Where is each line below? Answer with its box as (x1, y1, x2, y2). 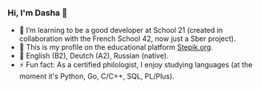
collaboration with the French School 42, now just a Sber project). (18, 34, 236, 43)
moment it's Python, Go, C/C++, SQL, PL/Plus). (18, 71, 175, 81)
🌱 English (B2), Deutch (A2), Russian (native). (18, 51, 169, 61)
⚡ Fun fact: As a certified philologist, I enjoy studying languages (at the (18, 60, 253, 70)
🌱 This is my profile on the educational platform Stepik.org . (18, 42, 214, 52)
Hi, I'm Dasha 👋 (7, 7, 68, 18)
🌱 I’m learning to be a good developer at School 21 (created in (18, 26, 223, 35)
